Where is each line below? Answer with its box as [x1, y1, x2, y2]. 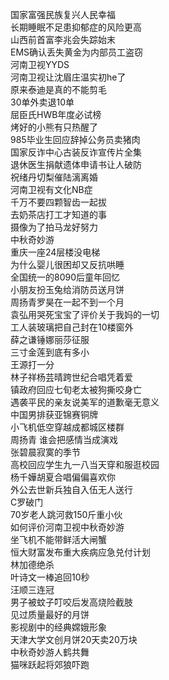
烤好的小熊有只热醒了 [10, 121, 98, 133]
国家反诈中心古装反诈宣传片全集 [10, 146, 142, 158]
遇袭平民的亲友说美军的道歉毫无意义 [10, 396, 160, 408]
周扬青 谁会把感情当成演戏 [10, 434, 118, 445]
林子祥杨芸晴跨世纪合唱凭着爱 [10, 371, 133, 383]
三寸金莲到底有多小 [10, 346, 90, 358]
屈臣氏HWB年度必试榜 [10, 109, 102, 120]
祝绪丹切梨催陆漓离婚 [10, 171, 98, 183]
